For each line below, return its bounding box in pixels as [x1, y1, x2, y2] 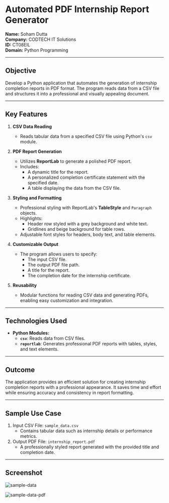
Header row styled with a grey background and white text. [27, 221, 148, 227]
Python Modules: [12, 330, 49, 336]
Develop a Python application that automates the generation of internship [5, 80, 157, 86]
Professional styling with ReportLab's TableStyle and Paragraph [20, 205, 152, 211]
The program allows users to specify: [20, 251, 98, 257]
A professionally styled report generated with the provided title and [20, 444, 159, 450]
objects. [20, 210, 37, 216]
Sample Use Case [5, 409, 62, 418]
